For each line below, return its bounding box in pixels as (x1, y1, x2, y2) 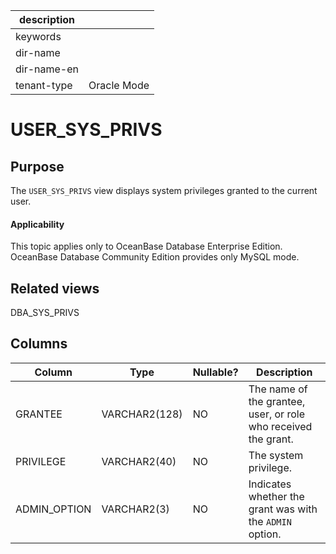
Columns (10, 335, 68, 353)
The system (248, 448, 304, 462)
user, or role (248, 407, 305, 421)
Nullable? (192, 365, 239, 379)
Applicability (10, 218, 65, 230)
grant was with (248, 502, 318, 516)
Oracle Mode (88, 79, 150, 92)
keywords (15, 30, 62, 43)
